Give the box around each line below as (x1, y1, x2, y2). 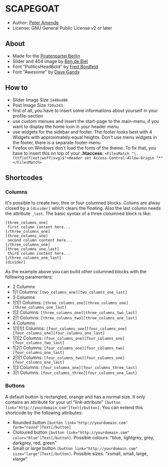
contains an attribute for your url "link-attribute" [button (5, 399, 121, 405)
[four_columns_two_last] (12, 340, 65, 345)
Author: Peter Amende (12, 20, 59, 26)
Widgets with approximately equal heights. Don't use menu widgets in (12, 134, 157, 140)
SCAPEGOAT (5, 3, 60, 15)
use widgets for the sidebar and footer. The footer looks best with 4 (12, 129, 152, 135)
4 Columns (12, 320, 35, 326)
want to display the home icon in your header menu (12, 124, 119, 130)
